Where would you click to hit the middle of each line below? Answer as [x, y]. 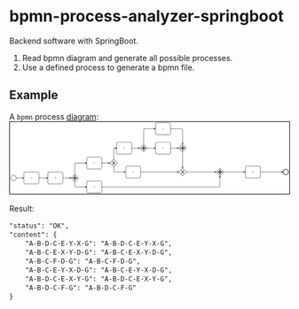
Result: [22, 208]
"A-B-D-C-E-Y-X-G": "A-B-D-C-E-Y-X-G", [99, 243]
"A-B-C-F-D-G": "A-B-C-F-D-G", [83, 261]
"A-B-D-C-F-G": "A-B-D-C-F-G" [81, 288]
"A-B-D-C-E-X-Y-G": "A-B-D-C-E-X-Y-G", [99, 279]
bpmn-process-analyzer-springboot [146, 16]
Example [34, 95]
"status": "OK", [39, 226]
